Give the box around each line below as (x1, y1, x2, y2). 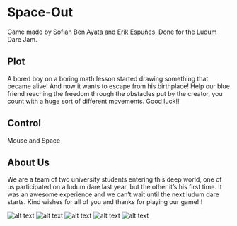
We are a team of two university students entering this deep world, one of (7, 175, 223, 184)
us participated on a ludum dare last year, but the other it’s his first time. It (7, 183, 223, 191)
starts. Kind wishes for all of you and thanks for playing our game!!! (7, 198, 203, 206)
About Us (7, 156, 50, 168)
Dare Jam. (7, 35, 37, 43)
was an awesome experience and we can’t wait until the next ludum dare (7, 190, 219, 198)
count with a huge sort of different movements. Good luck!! (7, 97, 180, 105)
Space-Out (7, 4, 74, 20)
